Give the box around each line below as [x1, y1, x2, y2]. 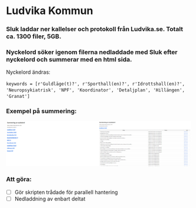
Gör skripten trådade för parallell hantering [14, 189, 119, 196]
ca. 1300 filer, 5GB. [6, 32, 62, 40]
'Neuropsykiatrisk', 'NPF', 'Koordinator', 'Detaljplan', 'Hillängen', [6, 87, 185, 93]
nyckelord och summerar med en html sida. [6, 56, 132, 64]
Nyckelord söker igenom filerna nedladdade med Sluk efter [6, 48, 178, 56]
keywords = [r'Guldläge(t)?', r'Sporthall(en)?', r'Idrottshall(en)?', [6, 81, 185, 87]
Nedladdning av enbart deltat [14, 195, 86, 202]
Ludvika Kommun [6, 4, 93, 18]
